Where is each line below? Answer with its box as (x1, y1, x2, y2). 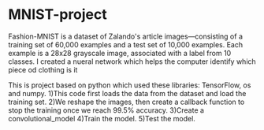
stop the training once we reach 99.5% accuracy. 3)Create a (8, 105, 205, 115)
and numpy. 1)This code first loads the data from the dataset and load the (8, 88, 247, 98)
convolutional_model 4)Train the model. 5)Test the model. (8, 113, 195, 123)
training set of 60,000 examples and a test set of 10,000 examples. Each (8, 39, 243, 49)
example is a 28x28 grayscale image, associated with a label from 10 (8, 48, 232, 58)
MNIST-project (8, 6, 108, 24)
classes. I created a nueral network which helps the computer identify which (8, 57, 256, 66)
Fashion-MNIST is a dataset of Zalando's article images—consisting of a (8, 32, 243, 41)
